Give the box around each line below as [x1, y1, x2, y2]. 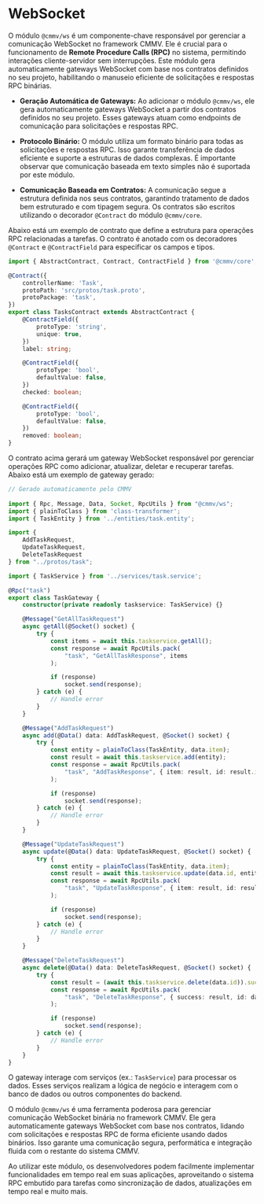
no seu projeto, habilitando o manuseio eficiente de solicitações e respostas [8, 72, 255, 82]
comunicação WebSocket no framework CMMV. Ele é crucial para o [8, 39, 228, 48]
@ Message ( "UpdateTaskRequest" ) [22, 840, 125, 848]
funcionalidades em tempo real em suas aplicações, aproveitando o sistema [8, 1170, 254, 1180]
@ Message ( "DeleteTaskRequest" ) [22, 957, 125, 965]
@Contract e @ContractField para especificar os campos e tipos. [8, 242, 215, 252]
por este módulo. [19, 170, 75, 179]
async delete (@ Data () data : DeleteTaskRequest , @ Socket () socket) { [22, 964, 251, 972]
